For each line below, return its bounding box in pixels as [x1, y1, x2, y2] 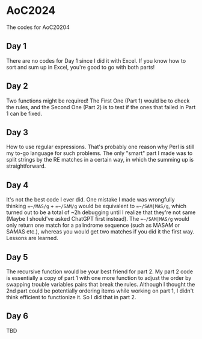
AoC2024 [6, 4, 56, 17]
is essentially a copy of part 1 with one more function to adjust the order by [6, 274, 192, 281]
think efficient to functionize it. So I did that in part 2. [6, 294, 136, 300]
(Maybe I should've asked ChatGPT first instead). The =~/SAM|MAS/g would [6, 215, 189, 223]
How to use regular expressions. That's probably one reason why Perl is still [6, 143, 195, 151]
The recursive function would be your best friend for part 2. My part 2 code [6, 268, 194, 275]
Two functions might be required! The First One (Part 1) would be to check [6, 97, 190, 104]
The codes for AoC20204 [6, 24, 70, 31]
